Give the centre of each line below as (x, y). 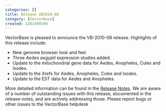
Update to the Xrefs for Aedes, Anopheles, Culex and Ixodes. (75, 74)
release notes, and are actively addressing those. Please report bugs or (79, 99)
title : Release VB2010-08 (32, 14)
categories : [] (21, 10)
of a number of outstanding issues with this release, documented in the (78, 94)
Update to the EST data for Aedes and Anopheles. (64, 79)
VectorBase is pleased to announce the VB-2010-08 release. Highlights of (81, 38)
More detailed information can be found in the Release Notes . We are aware (83, 88)
